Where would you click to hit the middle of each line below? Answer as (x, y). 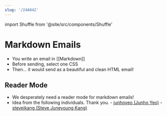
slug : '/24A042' (22, 10)
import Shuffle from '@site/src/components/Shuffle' (59, 24)
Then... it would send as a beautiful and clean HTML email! (73, 69)
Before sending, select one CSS (45, 64)
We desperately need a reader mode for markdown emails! (73, 97)
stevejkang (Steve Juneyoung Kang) (50, 108)
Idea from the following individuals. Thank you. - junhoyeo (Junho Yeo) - (87, 103)
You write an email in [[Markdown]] (48, 59)
